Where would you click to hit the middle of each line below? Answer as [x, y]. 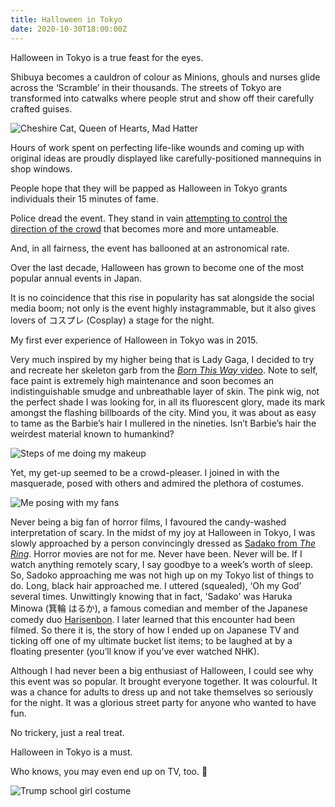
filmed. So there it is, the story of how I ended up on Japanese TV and [155, 630]
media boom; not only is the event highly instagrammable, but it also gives [163, 308]
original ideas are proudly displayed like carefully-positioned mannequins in [166, 158]
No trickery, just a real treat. [67, 732]
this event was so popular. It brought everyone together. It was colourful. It [164, 681]
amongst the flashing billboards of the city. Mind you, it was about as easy [163, 412]
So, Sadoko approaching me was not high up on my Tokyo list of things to [162, 575]
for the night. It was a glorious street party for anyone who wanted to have [163, 702]
